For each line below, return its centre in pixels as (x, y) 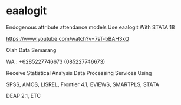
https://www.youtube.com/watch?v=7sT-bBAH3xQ (68, 38)
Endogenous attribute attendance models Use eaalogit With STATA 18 (90, 27)
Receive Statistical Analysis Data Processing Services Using (79, 73)
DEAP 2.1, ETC (24, 96)
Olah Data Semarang (31, 50)
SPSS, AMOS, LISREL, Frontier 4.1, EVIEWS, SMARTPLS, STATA (83, 84)
